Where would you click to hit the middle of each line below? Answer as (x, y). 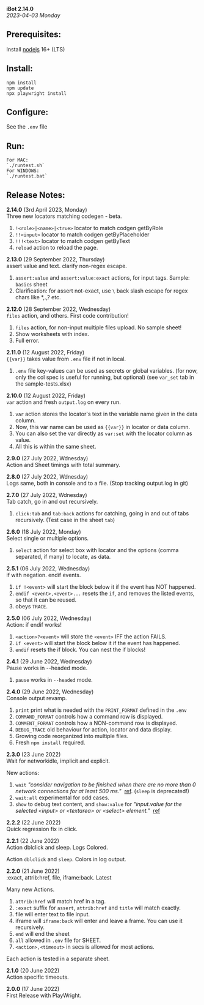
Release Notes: (36, 195)
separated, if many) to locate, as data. (63, 557)
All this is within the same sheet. (56, 447)
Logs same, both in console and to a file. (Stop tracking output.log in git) (97, 484)
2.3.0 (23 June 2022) (34, 755)
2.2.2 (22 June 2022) (34, 823)
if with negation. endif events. (44, 575)
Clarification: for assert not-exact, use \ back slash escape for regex (101, 291)
